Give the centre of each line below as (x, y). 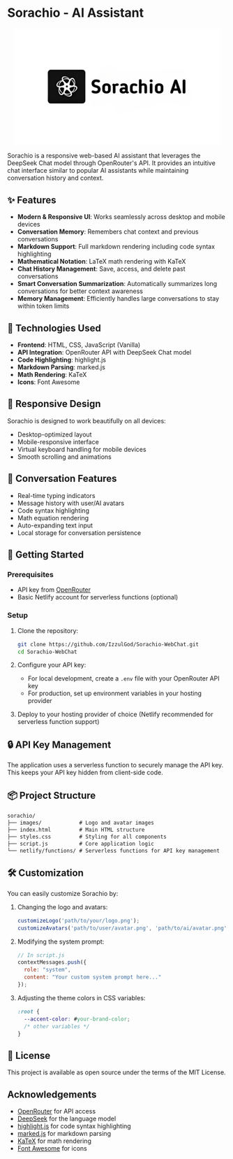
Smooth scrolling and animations (64, 457)
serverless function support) (58, 722)
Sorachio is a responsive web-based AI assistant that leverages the (104, 156)
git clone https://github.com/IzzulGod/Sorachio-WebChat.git (108, 644)
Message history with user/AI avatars (70, 503)
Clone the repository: (48, 630)
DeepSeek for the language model (67, 1119)
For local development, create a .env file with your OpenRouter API (123, 678)
